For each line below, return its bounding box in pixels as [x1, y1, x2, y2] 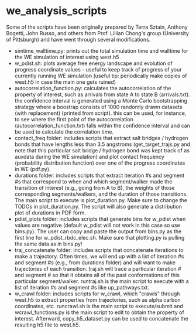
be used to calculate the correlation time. [14, 128, 114, 135]
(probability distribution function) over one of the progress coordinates [14, 159, 185, 166]
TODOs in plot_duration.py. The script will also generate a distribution [14, 203, 183, 210]
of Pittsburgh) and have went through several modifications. [6, 36, 151, 43]
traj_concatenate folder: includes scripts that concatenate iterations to [14, 246, 184, 253]
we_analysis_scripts [6, 4, 107, 18]
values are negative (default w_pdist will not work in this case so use [14, 221, 180, 229]
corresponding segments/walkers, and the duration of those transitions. [14, 190, 188, 197]
